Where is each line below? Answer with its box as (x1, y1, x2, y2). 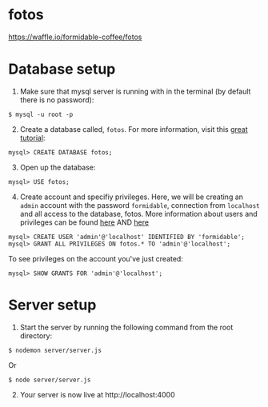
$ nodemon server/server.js (8, 346, 102, 354)
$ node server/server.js (8, 376, 91, 384)
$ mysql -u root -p (8, 110, 74, 118)
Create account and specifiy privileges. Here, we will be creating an (19, 192, 244, 202)
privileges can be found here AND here (19, 217, 150, 227)
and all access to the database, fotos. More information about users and (19, 209, 258, 218)
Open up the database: (19, 162, 96, 172)
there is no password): (19, 94, 94, 105)
